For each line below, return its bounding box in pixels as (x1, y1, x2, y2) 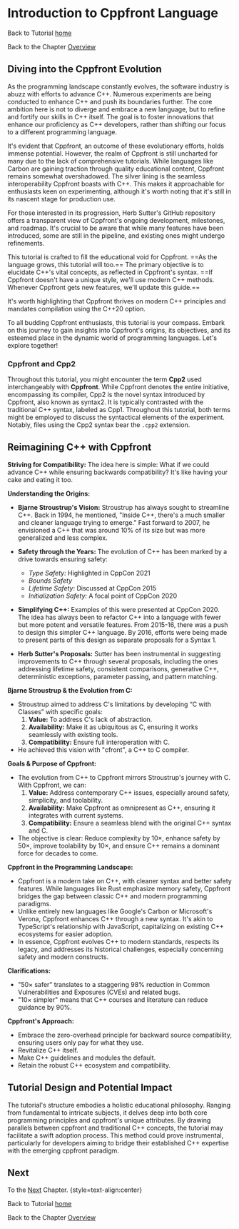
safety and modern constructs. (17, 952, 109, 961)
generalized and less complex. (17, 533, 108, 542)
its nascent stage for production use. (7, 194, 116, 203)
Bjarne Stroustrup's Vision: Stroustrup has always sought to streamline (17, 503, 230, 511)
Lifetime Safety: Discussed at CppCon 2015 (28, 583, 157, 592)
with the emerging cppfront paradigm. (7, 1146, 120, 1155)
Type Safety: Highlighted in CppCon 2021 (28, 568, 151, 577)
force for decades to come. (17, 848, 98, 858)
